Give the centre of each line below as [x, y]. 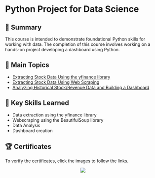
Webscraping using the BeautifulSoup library [58, 120]
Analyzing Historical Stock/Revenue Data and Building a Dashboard [81, 87]
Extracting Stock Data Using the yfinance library [61, 77]
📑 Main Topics [27, 65]
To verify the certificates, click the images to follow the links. [67, 161]
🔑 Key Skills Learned [37, 103]
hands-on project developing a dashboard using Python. [62, 50]
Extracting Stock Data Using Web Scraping [56, 82]
